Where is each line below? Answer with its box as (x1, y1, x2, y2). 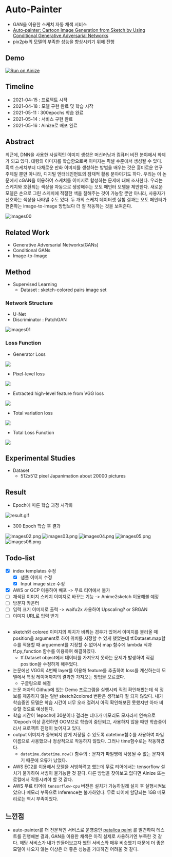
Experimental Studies (5, 453, 76, 463)
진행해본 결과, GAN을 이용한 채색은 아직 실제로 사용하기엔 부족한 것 (22, 833, 157, 839)
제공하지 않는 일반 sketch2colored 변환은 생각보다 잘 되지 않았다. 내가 (22, 693, 163, 699)
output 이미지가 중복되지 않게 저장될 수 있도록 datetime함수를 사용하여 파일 (12, 731, 164, 737)
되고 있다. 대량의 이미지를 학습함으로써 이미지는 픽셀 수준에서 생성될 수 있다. (10, 158, 163, 164)
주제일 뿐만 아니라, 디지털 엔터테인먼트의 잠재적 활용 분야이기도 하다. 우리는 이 (5, 171, 162, 177)
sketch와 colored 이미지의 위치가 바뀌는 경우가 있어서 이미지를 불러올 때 (12, 629, 158, 635)
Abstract (5, 137, 34, 146)
